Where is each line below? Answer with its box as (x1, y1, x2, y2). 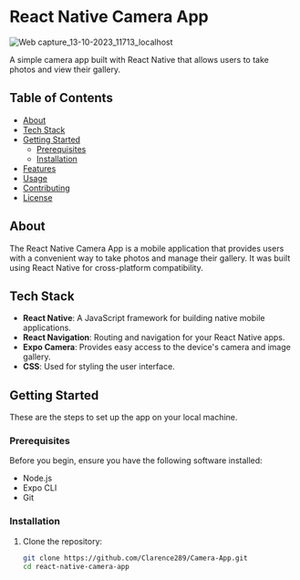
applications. (22, 322, 71, 334)
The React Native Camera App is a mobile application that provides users (9, 243, 284, 254)
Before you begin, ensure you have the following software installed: (9, 455, 263, 466)
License (22, 192, 53, 202)
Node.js (22, 472, 53, 484)
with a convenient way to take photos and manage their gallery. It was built (9, 253, 291, 264)
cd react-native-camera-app (22, 562, 129, 571)
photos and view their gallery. (9, 64, 121, 75)
